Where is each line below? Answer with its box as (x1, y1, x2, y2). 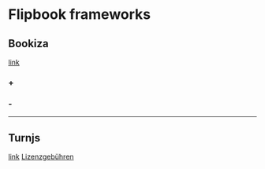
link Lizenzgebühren (8, 152, 74, 162)
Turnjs (8, 131, 41, 145)
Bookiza (8, 37, 49, 50)
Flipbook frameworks (8, 6, 151, 24)
